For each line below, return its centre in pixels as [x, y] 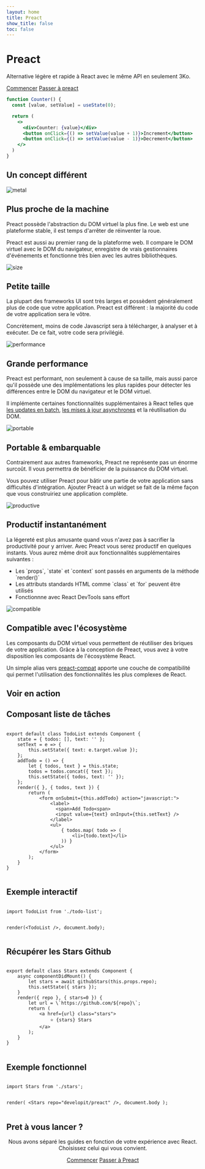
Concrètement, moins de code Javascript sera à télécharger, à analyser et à [102, 326]
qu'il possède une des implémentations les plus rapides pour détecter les [99, 385]
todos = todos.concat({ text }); [71, 771]
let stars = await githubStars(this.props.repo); [93, 982]
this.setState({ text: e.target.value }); [83, 750]
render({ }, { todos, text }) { [58, 787]
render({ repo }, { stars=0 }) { [60, 998]
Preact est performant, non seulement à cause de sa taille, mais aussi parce [102, 379]
